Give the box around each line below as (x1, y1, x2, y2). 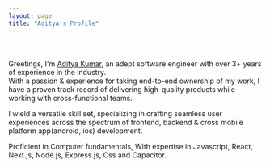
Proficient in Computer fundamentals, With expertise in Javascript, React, (8, 141, 253, 151)
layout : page (8, 11, 53, 20)
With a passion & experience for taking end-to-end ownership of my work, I (8, 76, 260, 86)
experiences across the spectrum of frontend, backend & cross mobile (8, 117, 244, 127)
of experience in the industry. (8, 67, 107, 77)
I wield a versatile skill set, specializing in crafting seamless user (8, 108, 222, 118)
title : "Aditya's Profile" (8, 19, 99, 27)
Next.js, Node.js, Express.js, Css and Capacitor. (8, 150, 167, 160)
